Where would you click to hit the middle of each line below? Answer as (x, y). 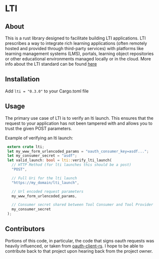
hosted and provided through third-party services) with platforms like (74, 48)
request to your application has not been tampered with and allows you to (79, 123)
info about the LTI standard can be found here (51, 64)
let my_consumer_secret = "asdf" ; (42, 156)
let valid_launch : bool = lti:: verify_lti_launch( (59, 160)
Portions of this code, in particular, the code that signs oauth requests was (80, 240)
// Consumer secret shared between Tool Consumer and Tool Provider (82, 205)
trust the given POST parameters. (38, 128)
